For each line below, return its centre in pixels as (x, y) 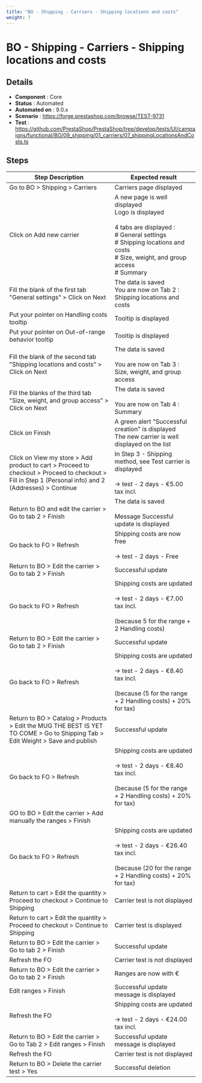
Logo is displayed (139, 213)
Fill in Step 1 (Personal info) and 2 (57, 481)
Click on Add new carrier (44, 235)
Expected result (154, 177)
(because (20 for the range (153, 868)
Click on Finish (30, 433)
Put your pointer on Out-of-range (57, 332)
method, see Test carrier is (152, 461)
